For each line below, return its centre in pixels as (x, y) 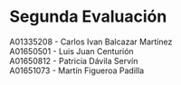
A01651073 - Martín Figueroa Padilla (77, 71)
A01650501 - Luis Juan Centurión (71, 51)
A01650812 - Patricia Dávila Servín (74, 61)
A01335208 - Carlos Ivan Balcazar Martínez (91, 42)
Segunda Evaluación (88, 17)
